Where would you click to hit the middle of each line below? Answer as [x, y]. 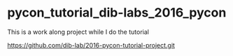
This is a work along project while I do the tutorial [78, 32]
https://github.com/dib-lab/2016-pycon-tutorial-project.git [91, 45]
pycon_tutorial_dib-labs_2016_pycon [117, 13]
